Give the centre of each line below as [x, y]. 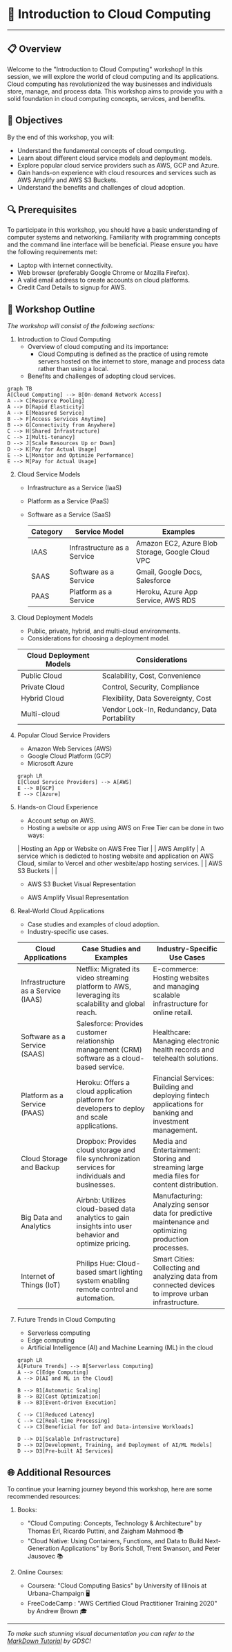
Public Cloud [41, 676]
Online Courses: [40, 1572]
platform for [96, 1100]
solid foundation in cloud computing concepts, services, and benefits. [106, 98]
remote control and [107, 1289]
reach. [87, 1012]
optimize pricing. [104, 1244]
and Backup [40, 1167]
